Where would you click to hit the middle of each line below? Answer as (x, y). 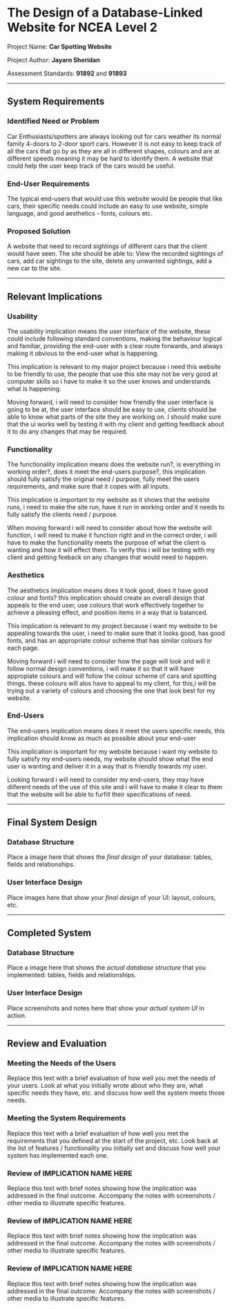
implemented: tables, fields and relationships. (72, 975)
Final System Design (52, 823)
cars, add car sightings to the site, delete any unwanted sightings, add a (110, 261)
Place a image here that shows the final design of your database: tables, (110, 857)
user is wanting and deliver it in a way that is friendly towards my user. (107, 766)
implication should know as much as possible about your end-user (102, 738)
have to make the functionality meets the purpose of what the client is (106, 543)
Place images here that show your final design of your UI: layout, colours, (112, 897)
